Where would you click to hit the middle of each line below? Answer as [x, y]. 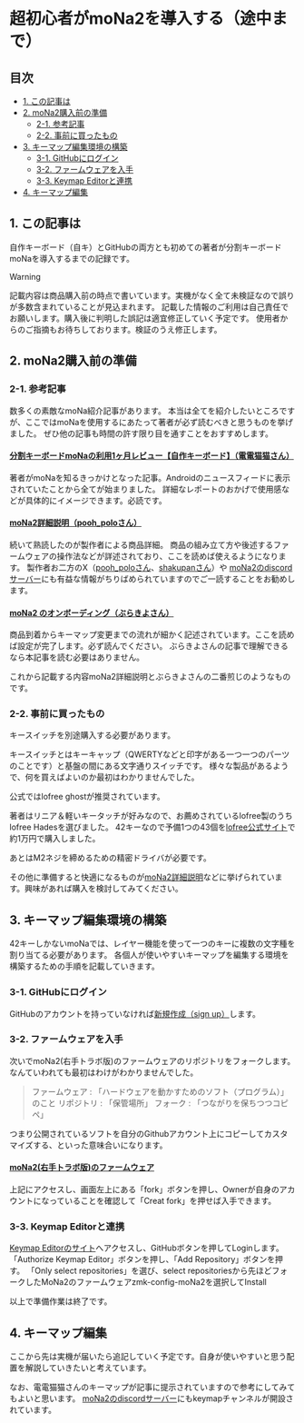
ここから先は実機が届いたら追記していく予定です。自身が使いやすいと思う [148, 1357]
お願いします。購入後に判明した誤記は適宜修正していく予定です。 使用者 [145, 318]
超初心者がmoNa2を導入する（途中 [141, 19]
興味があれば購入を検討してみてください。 [103, 889]
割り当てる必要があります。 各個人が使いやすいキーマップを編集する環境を [149, 955]
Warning [25, 276]
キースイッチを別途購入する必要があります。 [92, 735]
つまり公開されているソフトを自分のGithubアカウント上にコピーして [137, 1133]
